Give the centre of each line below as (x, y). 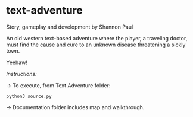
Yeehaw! (17, 62)
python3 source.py (29, 96)
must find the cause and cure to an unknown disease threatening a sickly (96, 45)
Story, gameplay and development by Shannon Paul (70, 27)
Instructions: (21, 74)
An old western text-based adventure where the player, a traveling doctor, (97, 38)
